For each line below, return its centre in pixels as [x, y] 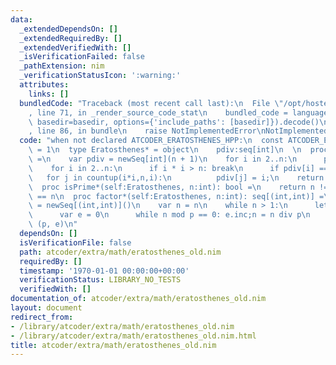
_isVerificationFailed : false [82, 57]
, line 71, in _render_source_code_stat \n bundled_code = [158, 112]
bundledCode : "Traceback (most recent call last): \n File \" [151, 103]
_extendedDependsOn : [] [68, 29]
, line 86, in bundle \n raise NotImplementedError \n [147, 131]
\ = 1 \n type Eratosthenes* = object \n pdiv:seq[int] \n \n [165, 150]
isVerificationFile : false [75, 242]
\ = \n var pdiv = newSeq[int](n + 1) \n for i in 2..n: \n [163, 159]
